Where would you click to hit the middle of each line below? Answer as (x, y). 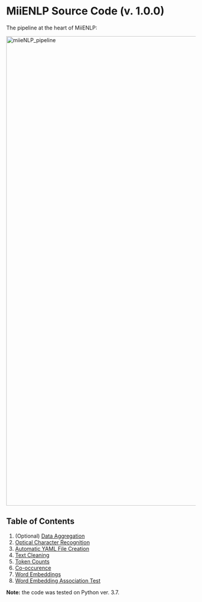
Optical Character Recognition (52, 542)
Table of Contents (41, 521)
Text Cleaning (32, 555)
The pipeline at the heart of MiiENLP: (52, 28)
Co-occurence (33, 568)
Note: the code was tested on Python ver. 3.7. (63, 592)
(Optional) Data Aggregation (50, 536)
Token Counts (32, 561)
